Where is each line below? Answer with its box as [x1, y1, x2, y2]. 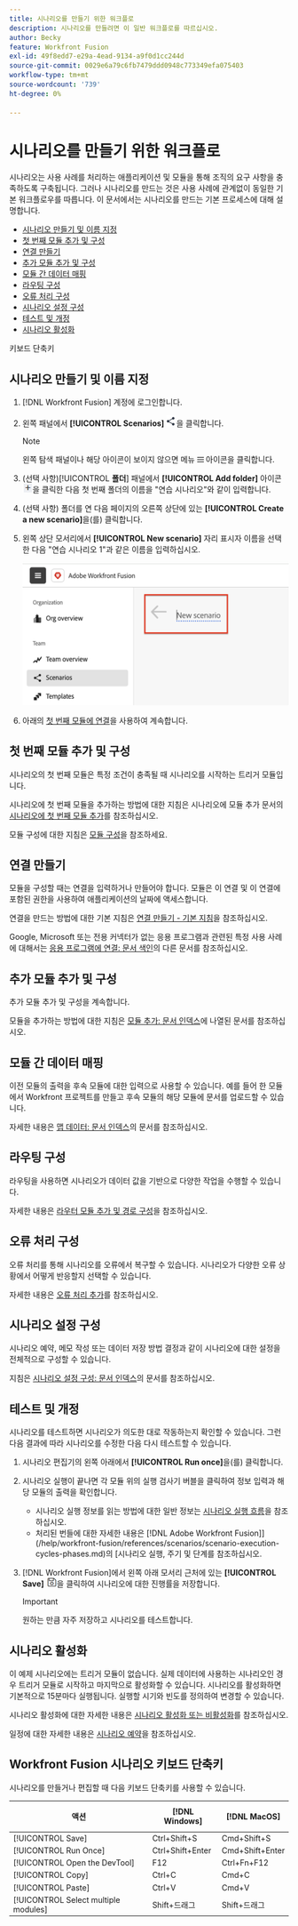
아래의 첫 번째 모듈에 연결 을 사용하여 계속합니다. [21, 715, 188, 726]
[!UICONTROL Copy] [12, 1870, 89, 1881]
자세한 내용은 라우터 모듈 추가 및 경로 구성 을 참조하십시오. [9, 1205, 208, 1216]
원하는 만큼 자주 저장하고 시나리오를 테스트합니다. [21, 1615, 193, 1625]
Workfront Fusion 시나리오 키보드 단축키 [9, 1757, 223, 1772]
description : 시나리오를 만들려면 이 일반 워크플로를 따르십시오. [9, 23, 219, 33]
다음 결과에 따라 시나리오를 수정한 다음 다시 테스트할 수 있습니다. [9, 1438, 232, 1449]
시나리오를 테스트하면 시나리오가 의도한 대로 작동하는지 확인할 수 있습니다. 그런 [9, 1427, 282, 1438]
